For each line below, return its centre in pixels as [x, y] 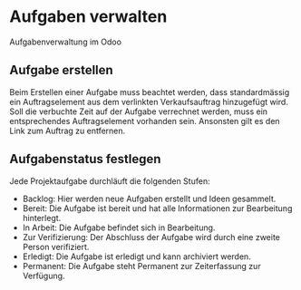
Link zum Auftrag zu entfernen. [68, 130]
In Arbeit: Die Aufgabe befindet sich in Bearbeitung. [119, 227]
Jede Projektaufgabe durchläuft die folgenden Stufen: [110, 181]
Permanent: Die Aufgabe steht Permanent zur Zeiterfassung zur [141, 266]
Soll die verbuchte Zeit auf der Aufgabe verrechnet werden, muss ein [139, 111]
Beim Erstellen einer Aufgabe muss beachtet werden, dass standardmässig [150, 92]
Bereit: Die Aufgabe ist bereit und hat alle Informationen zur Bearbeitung [157, 208]
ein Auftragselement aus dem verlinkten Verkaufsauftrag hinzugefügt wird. [149, 101]
